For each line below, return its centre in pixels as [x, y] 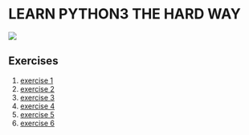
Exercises [33, 61]
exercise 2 [37, 88]
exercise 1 [37, 80]
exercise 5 [37, 114]
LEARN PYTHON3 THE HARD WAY [124, 14]
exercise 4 [37, 106]
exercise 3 [37, 97]
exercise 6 [37, 123]
